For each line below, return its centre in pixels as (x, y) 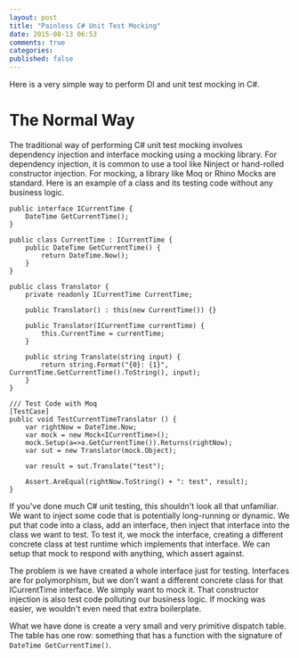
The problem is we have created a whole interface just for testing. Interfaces (149, 571)
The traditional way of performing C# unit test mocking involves (126, 144)
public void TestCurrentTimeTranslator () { (93, 419)
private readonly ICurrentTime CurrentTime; (109, 294)
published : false (41, 59)
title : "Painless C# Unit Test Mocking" (85, 26)
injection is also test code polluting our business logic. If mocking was (137, 599)
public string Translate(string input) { (103, 357)
